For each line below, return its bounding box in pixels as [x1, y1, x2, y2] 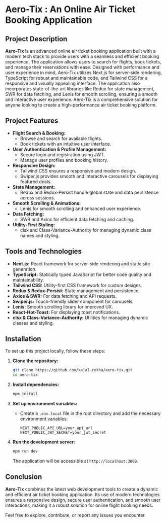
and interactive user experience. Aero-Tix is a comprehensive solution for [5, 96, 158, 102]
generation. [12, 266, 37, 272]
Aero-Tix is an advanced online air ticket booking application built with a [5, 48, 156, 54]
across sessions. [20, 194, 55, 201]
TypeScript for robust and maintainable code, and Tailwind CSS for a [5, 75, 148, 81]
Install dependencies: [12, 381, 60, 388]
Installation [5, 335, 41, 343]
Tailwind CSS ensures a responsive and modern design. [20, 167, 136, 173]
